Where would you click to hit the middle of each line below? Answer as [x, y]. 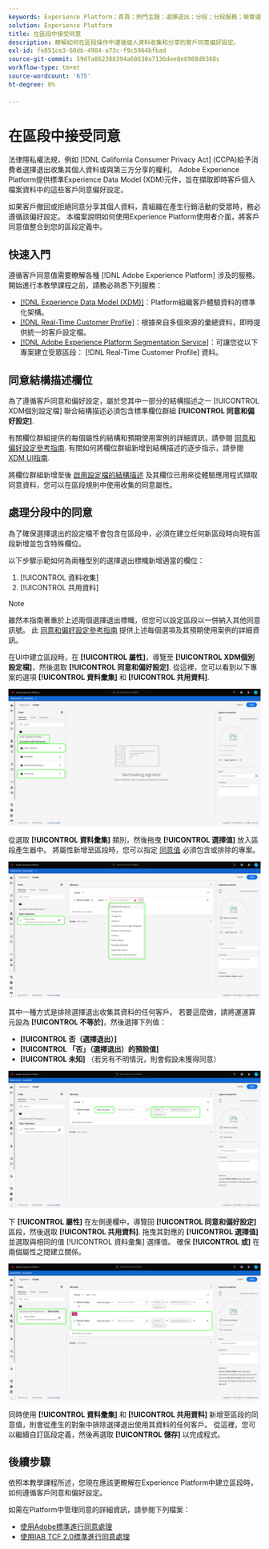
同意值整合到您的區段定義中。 [57, 227]
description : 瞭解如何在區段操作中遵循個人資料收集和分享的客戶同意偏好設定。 [124, 42]
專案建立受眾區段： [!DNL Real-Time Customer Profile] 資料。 [121, 352]
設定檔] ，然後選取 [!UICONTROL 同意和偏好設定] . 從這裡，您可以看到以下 [129, 667]
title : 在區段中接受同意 [45, 34]
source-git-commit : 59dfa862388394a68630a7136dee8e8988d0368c [114, 59]
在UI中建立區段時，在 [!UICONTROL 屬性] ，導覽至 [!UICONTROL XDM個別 [131, 657]
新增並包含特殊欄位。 [50, 543]
